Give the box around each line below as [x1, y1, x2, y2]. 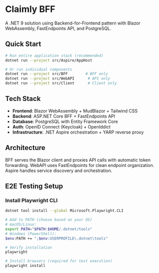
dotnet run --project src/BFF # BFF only [5, 71, 108, 76]
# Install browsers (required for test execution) [5, 258, 113, 263]
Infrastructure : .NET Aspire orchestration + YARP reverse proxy [12, 129, 144, 135]
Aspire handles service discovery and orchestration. [5, 167, 113, 173]
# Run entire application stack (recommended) [5, 53, 104, 58]
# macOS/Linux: [5, 222, 37, 227]
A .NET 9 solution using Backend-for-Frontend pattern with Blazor [5, 20, 141, 26]
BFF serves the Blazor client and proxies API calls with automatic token [5, 156, 151, 163]
